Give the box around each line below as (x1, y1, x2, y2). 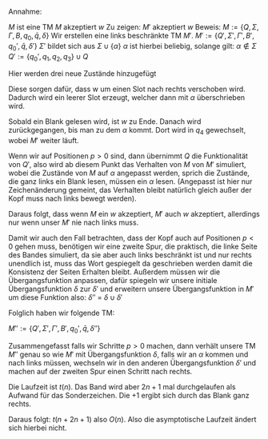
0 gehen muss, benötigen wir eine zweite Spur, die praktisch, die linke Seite (8, 241, 258, 251)
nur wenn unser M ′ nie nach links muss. (8, 218, 139, 227)
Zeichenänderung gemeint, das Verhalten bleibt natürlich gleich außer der (8, 186, 252, 195)
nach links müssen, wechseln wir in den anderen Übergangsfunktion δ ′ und (8, 357, 257, 367)
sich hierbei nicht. (8, 423, 67, 433)
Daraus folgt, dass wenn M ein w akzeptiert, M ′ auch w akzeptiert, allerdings (8, 210, 260, 219)
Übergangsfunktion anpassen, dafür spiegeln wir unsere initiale (8, 276, 218, 285)
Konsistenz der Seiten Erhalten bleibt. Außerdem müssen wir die (8, 267, 221, 277)
